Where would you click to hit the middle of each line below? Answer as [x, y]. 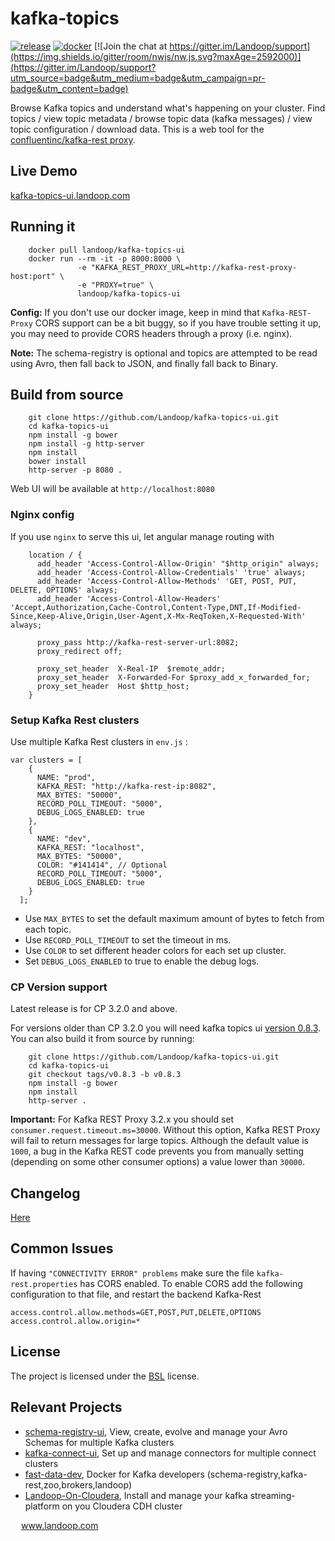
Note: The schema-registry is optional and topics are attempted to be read [164, 353]
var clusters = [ [46, 760]
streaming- [272, 1495]
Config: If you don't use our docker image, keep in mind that [135, 312]
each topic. [48, 929]
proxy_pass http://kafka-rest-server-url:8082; [138, 642]
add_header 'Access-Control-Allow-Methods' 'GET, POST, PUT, [167, 581]
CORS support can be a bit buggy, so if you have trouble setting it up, [178, 323]
